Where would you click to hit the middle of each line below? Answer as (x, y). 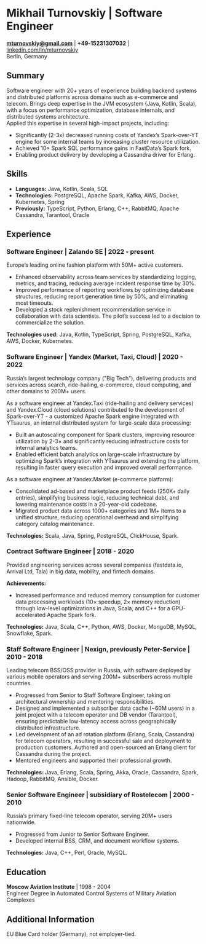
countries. (19, 683)
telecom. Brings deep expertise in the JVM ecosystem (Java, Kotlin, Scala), (101, 103)
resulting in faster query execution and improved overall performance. (104, 467)
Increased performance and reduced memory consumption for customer (107, 595)
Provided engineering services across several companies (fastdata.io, (95, 565)
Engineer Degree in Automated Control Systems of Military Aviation (91, 894)
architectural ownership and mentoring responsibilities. (85, 702)
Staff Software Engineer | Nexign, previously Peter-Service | (98, 649)
